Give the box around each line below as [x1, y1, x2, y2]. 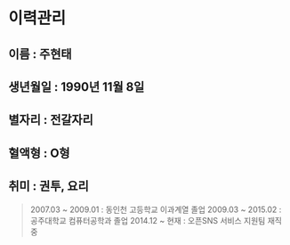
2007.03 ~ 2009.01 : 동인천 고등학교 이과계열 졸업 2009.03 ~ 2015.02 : [29, 204, 282, 215]
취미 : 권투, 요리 [8, 179, 90, 194]
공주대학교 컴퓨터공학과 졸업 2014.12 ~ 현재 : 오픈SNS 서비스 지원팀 [29, 215, 266, 225]
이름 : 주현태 [8, 46, 72, 61]
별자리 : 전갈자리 [8, 112, 94, 127]
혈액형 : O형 [8, 145, 70, 160]
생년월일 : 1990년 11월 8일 [8, 79, 145, 94]
